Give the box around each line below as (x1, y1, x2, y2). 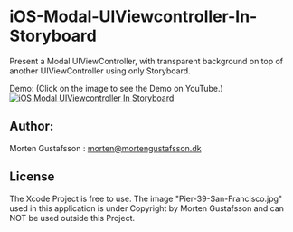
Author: (9, 119, 54, 134)
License (9, 169, 55, 185)
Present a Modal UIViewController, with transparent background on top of (9, 55, 284, 66)
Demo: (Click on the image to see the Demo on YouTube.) (9, 82, 223, 93)
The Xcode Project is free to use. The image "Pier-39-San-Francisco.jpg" (9, 193, 283, 204)
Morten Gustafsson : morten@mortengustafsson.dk (9, 142, 202, 153)
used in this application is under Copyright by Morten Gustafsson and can (9, 202, 285, 214)
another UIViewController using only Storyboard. (9, 65, 192, 76)
